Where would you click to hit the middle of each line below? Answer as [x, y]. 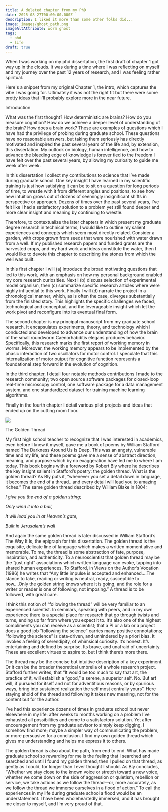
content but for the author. [32, 699]
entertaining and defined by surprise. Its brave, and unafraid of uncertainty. [83, 647]
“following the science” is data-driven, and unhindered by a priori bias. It [80, 636]
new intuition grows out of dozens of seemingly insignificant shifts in [76, 196]
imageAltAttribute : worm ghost [38, 29]
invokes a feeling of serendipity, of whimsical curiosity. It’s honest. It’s [77, 641]
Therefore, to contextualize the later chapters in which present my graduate [83, 222]
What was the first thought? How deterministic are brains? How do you [78, 117]
